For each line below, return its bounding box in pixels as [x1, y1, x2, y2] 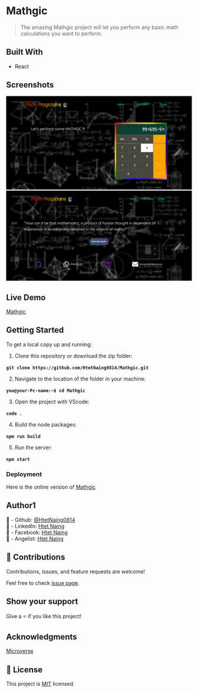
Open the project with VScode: [14, 398, 90, 405]
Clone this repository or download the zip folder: [14, 352, 133, 359]
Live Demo [6, 292, 46, 302]
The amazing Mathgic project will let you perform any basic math [20, 24, 179, 31]
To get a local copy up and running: [6, 341, 93, 348]
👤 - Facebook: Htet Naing [6, 529, 68, 536]
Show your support [6, 597, 78, 607]
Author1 [6, 500, 37, 510]
